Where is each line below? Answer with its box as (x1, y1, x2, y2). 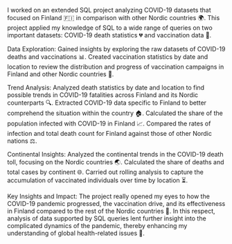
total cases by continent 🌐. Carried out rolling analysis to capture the (7, 168, 204, 176)
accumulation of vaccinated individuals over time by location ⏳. (7, 176, 188, 184)
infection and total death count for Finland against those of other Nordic (7, 130, 213, 137)
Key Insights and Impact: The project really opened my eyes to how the (7, 192, 210, 200)
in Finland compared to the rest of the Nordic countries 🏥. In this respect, (7, 207, 216, 215)
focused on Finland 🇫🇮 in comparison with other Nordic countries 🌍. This (7, 14, 220, 21)
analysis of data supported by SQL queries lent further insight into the (7, 214, 206, 223)
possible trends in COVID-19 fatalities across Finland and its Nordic (7, 91, 199, 99)
